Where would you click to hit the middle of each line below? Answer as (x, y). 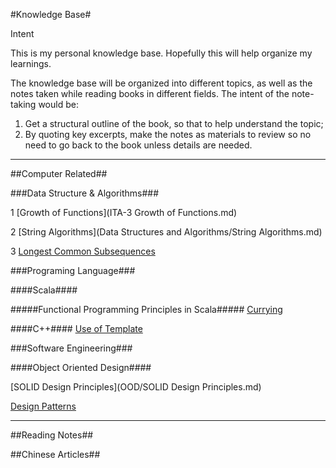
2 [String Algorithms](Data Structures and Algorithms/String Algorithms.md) (166, 232)
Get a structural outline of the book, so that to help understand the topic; (174, 123)
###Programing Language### (73, 270)
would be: (58, 104)
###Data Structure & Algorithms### (85, 193)
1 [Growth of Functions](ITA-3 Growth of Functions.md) (124, 212)
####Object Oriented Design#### (81, 367)
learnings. (31, 63)
